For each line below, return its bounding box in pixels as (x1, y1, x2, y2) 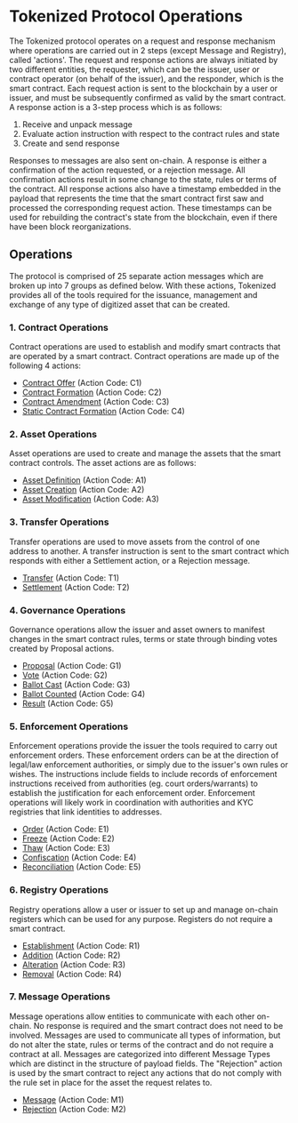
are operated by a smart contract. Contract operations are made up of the (9, 351, 280, 362)
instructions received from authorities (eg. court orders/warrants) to (9, 778, 258, 789)
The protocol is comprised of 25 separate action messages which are (9, 270, 264, 281)
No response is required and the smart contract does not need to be (33, 1020, 284, 1031)
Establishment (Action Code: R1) (21, 940, 141, 951)
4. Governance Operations (9, 604, 126, 616)
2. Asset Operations (9, 428, 98, 440)
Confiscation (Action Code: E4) (21, 852, 137, 863)
